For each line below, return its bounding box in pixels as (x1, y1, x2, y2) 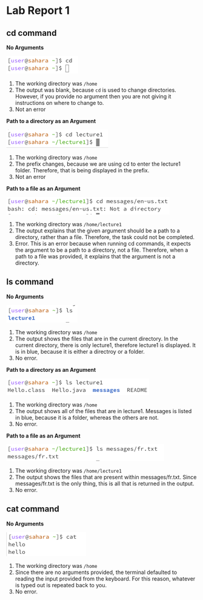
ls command (6, 277, 54, 287)
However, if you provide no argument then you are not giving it (15, 93, 171, 100)
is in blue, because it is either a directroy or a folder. (15, 348, 145, 355)
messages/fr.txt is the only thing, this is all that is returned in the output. (15, 480, 195, 487)
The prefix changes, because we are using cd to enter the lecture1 (15, 160, 181, 167)
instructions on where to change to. (15, 99, 104, 106)
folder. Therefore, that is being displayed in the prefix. (15, 167, 150, 174)
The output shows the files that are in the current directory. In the (15, 335, 179, 342)
